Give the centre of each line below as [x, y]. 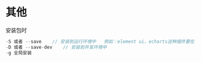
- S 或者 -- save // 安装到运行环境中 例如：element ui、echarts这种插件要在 [100, 42]
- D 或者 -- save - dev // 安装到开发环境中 [56, 47]
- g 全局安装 [19, 53]
